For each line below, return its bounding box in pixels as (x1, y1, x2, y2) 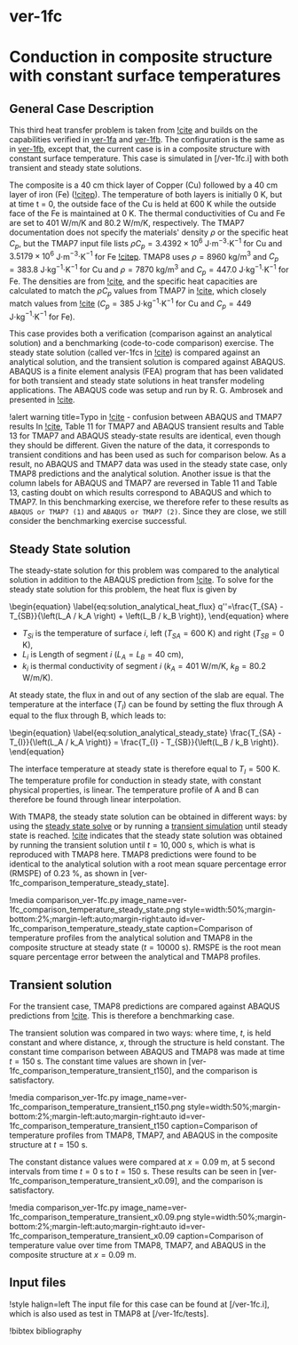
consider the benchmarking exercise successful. (9, 516, 187, 527)
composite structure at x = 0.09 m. (9, 1250, 137, 1260)
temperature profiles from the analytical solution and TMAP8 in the (9, 932, 253, 944)
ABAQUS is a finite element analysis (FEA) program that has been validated (9, 366, 284, 377)
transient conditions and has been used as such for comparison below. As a (9, 449, 286, 460)
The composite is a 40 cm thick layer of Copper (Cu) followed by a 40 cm (9, 180, 278, 190)
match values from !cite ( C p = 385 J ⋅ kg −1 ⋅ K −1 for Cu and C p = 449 (9, 296, 252, 310)
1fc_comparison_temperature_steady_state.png (9, 905, 181, 915)
